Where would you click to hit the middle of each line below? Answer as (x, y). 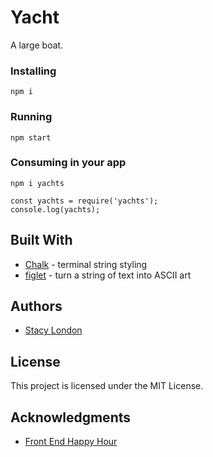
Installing (33, 71)
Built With (41, 240)
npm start (31, 137)
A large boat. (37, 45)
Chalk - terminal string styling (86, 264)
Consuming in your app (68, 163)
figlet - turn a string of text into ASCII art (108, 275)
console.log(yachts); (55, 209)
